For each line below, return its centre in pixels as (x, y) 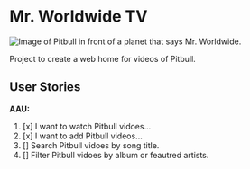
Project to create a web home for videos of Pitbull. (102, 58)
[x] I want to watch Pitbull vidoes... (87, 126)
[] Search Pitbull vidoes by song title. (91, 145)
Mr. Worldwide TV (79, 17)
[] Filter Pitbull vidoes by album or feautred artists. (116, 155)
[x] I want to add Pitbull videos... (82, 136)
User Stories (45, 87)
